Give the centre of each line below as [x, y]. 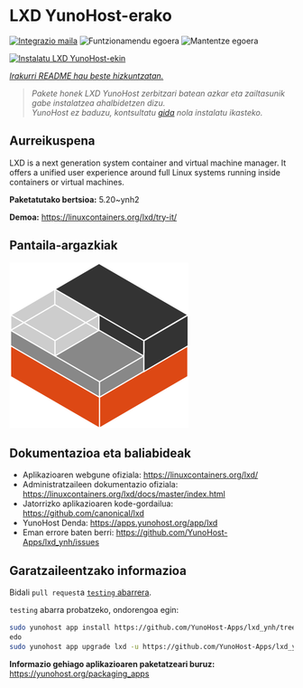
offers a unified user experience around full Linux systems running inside [145, 172]
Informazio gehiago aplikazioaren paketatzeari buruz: [112, 664]
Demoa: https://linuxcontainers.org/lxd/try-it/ [93, 217]
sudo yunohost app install [60, 628]
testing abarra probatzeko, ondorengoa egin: [94, 610]
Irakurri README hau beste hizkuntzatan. [87, 75]
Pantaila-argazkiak [64, 245]
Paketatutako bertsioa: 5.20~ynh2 [74, 199]
